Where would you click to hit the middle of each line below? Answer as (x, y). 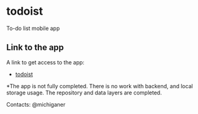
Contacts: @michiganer (36, 104)
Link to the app (35, 47)
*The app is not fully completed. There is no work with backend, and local (100, 86)
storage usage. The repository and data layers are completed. (84, 93)
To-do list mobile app (33, 28)
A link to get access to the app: (45, 62)
